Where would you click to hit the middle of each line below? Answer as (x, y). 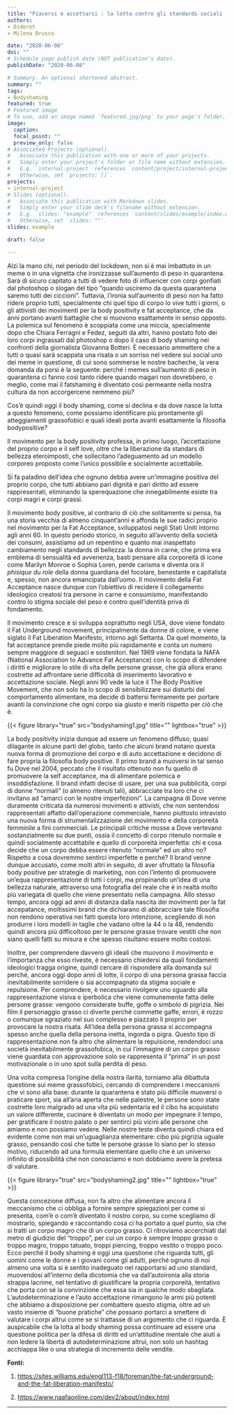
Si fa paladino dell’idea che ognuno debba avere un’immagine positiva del (113, 477)
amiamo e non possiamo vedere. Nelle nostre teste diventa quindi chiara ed (116, 1129)
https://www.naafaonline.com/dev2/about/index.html (93, 1397)
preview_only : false (43, 143)
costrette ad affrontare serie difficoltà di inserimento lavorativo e (100, 674)
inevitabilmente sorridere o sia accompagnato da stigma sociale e (102, 982)
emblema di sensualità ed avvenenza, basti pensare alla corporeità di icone (115, 557)
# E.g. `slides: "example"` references (68, 214)
